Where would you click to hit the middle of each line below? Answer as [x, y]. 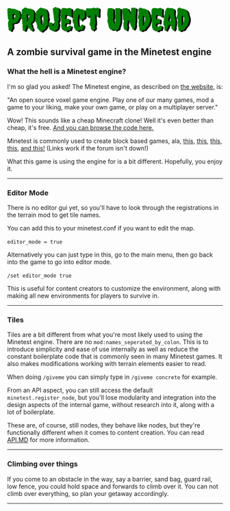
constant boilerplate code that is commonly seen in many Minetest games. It [115, 356]
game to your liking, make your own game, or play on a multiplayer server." [113, 107]
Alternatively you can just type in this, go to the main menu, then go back [110, 254]
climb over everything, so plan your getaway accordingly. [88, 493]
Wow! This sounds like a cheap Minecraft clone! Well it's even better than [111, 120]
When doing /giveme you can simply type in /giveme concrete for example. [112, 377]
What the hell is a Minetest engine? [67, 72]
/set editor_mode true [39, 276]
